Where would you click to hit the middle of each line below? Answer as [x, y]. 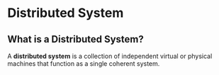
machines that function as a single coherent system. [84, 64]
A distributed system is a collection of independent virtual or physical [110, 56]
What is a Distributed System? [75, 39]
